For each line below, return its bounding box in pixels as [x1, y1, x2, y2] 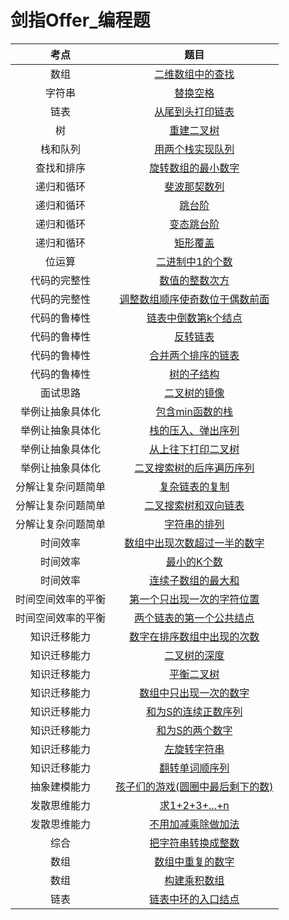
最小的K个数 [165, 554, 223, 568]
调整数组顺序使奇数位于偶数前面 [119, 292, 270, 306]
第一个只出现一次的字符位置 [129, 592, 260, 606]
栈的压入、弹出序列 [149, 423, 240, 437]
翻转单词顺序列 [159, 761, 230, 775]
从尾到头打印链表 [154, 104, 235, 118]
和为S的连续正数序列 [146, 704, 243, 718]
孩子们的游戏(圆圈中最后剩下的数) [115, 779, 274, 793]
